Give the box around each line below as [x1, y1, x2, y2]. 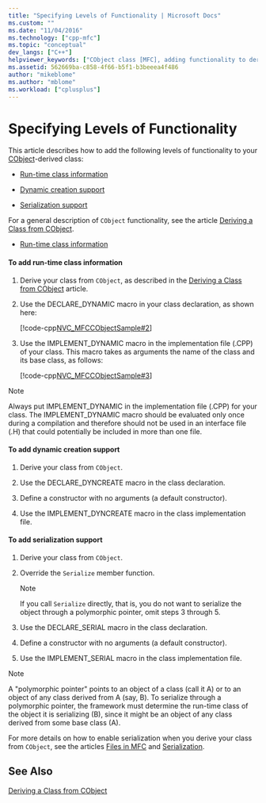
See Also [8, 765, 53, 778]
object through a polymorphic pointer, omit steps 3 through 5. [19, 607, 221, 617]
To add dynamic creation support [8, 445, 120, 455]
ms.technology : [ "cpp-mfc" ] [8, 33, 101, 42]
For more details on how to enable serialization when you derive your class [8, 733, 253, 743]
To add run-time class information [8, 257, 123, 267]
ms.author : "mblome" [8, 78, 77, 86]
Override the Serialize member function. [19, 568, 155, 578]
